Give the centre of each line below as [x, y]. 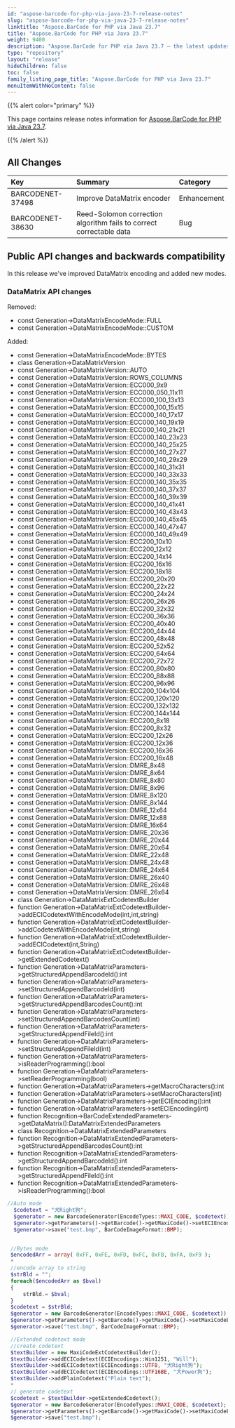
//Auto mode [24, 1204]
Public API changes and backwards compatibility [116, 257]
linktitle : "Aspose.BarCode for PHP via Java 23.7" [84, 27]
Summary [93, 182]
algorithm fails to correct [117, 223]
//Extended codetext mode [48, 1339]
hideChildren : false [37, 66]
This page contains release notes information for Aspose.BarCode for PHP [114, 119]
